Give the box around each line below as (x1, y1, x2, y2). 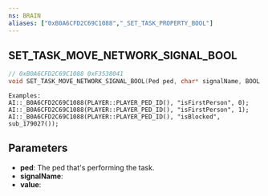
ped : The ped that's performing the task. (19, 162, 155, 172)
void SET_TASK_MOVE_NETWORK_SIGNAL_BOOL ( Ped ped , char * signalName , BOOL (8, 78, 261, 86)
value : (19, 179, 42, 189)
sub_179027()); (8, 120, 59, 128)
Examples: (8, 92, 42, 100)
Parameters (8, 142, 68, 155)
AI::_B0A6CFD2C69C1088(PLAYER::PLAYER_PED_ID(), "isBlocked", (8, 113, 221, 121)
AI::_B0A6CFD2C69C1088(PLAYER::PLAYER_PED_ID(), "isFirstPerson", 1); (8, 106, 250, 114)
